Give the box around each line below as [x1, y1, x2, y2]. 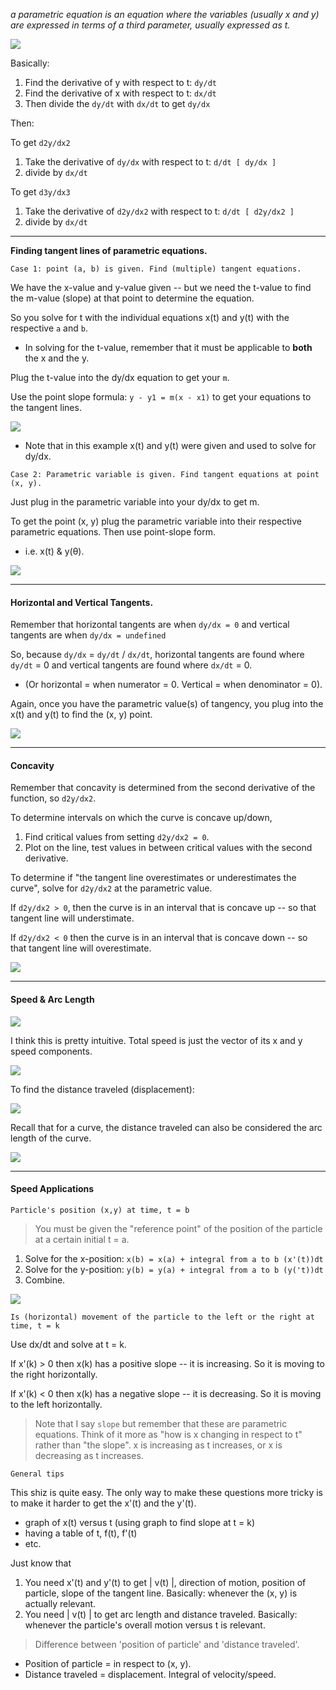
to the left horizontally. [10, 1398, 103, 1410]
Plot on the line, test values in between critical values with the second [24, 842, 313, 854]
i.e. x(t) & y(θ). [24, 545, 85, 557]
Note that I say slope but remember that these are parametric [34, 1417, 288, 1429]
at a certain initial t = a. [34, 1233, 130, 1245]
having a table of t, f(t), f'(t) [24, 1527, 138, 1539]
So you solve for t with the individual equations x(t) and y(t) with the [10, 312, 290, 323]
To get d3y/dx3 [10, 186, 71, 198]
